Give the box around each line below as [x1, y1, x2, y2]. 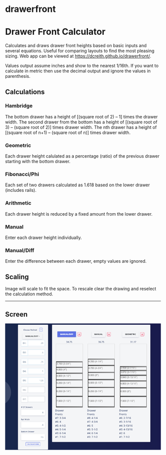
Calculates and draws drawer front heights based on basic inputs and [5, 43, 147, 49]
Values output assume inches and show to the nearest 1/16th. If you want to [5, 63, 159, 69]
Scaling [5, 273, 29, 281]
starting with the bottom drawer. [5, 159, 71, 165]
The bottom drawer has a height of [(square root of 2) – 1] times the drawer [5, 114, 158, 119]
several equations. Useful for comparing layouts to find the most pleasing [5, 48, 155, 54]
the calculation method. [5, 291, 53, 297]
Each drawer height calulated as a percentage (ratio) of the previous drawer [5, 153, 160, 159]
